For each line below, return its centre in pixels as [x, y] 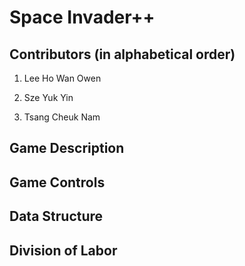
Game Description [67, 148]
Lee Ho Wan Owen [62, 78]
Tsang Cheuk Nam [62, 117]
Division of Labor [63, 250]
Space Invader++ [82, 17]
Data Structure [56, 216]
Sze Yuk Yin [48, 97]
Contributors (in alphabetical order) [122, 54]
